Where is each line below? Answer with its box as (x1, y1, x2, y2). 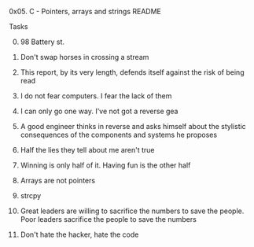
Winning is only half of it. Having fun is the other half (20, 160, 191, 170)
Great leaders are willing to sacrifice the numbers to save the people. (20, 206, 245, 216)
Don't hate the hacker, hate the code (20, 230, 139, 239)
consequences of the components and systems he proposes (20, 130, 218, 139)
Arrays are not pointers (20, 176, 96, 185)
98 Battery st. (20, 37, 65, 46)
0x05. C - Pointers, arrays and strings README (9, 7, 162, 16)
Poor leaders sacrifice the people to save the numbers (20, 215, 197, 223)
